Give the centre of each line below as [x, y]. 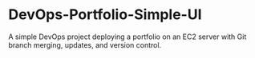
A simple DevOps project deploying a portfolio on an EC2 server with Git [127, 37]
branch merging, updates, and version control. [85, 44]
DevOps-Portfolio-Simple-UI [105, 15]
